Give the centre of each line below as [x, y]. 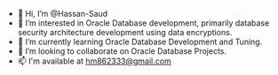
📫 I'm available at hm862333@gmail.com [94, 61]
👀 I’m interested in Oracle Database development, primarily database [143, 23]
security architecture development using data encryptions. [125, 32]
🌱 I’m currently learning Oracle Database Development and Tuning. [140, 41]
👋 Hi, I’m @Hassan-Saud [63, 14]
